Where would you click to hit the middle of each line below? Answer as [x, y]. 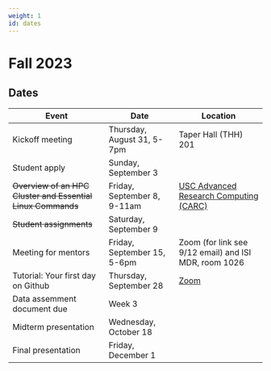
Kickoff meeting [42, 140]
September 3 [133, 173]
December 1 [132, 355]
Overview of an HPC [51, 185]
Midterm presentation [53, 327]
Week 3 [123, 303]
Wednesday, [132, 322]
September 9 [133, 229]
